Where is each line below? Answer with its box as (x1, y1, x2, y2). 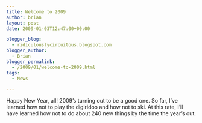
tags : (6, 70, 20, 76)
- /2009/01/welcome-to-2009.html (11, 64, 96, 70)
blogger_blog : (6, 37, 42, 43)
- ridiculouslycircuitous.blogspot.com (11, 42, 112, 48)
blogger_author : (6, 47, 47, 54)
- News (11, 76, 28, 82)
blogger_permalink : (6, 58, 55, 65)
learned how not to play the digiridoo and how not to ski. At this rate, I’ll (6, 103, 183, 111)
